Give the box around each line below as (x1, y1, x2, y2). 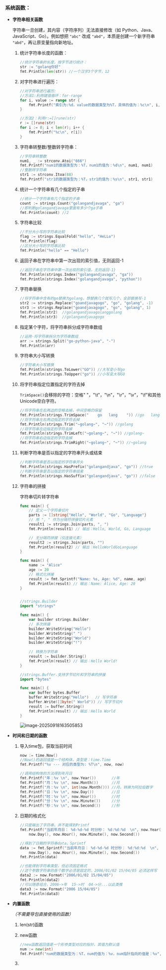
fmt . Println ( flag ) (19, 239, 58, 244)
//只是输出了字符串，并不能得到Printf (19, 823, 90, 828)
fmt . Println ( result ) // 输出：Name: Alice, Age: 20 (29, 581, 135, 586)
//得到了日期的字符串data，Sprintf (19, 841, 86, 846)
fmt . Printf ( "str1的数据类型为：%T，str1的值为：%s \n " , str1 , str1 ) (19, 177, 153, 182)
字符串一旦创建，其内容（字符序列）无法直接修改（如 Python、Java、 (12, 27, 155, 33)
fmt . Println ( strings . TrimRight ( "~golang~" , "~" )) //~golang (19, 440, 147, 445)
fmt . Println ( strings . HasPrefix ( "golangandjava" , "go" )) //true (19, 464, 154, 469)
